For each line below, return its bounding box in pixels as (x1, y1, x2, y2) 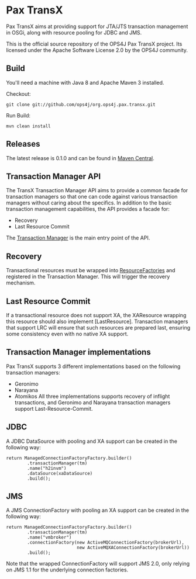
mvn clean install (6, 123, 51, 129)
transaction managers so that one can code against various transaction (6, 193, 178, 200)
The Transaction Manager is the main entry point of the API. (6, 234, 150, 241)
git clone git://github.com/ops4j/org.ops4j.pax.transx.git (6, 102, 156, 108)
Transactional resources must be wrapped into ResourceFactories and (6, 267, 176, 274)
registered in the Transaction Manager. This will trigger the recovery (6, 273, 170, 280)
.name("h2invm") (27, 465, 67, 471)
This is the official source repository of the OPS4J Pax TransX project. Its (6, 40, 183, 47)
